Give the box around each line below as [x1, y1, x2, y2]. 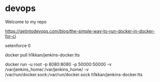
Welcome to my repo [5, 19, 47, 25]
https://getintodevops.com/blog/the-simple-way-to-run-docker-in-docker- [5, 28, 155, 34]
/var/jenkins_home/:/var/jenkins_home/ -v [5, 66, 89, 72]
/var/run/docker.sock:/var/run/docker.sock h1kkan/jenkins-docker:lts [5, 71, 142, 77]
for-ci [5, 33, 16, 39]
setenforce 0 [5, 42, 31, 48]
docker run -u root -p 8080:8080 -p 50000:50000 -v [5, 61, 112, 67]
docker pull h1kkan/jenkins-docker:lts [5, 52, 80, 58]
